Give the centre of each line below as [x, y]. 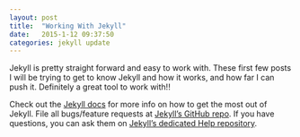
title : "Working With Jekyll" [68, 26]
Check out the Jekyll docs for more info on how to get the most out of [138, 105]
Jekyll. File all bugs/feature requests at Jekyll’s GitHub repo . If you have [142, 114]
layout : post [34, 17]
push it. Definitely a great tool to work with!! [90, 87]
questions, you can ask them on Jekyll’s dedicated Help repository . [133, 124]
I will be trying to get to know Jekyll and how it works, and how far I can [142, 78]
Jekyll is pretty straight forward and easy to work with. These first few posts [150, 68]
